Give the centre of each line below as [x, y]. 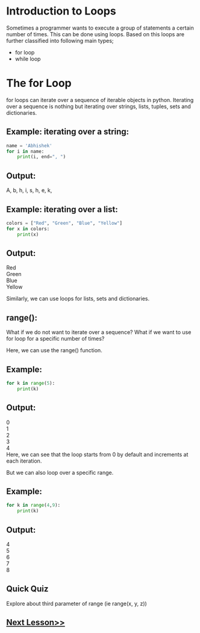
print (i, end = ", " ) [42, 157]
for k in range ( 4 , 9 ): [33, 506]
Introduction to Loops [61, 11]
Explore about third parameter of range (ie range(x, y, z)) [77, 603]
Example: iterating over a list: [62, 209]
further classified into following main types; [60, 40]
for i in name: [25, 151]
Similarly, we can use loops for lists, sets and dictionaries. [78, 299]
